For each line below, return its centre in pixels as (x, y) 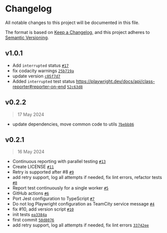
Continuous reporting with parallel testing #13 (59, 161)
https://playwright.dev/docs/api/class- (115, 81)
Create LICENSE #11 (33, 167)
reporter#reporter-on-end (39, 86)
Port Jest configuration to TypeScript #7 (53, 198)
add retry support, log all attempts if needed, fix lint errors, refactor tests (87, 177)
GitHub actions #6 (30, 193)
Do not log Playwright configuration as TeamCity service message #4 (83, 204)
